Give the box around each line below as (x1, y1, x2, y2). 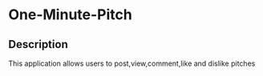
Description (8, 38, 68, 51)
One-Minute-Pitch (8, 6, 132, 24)
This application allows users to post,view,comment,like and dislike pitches (8, 58, 256, 68)
